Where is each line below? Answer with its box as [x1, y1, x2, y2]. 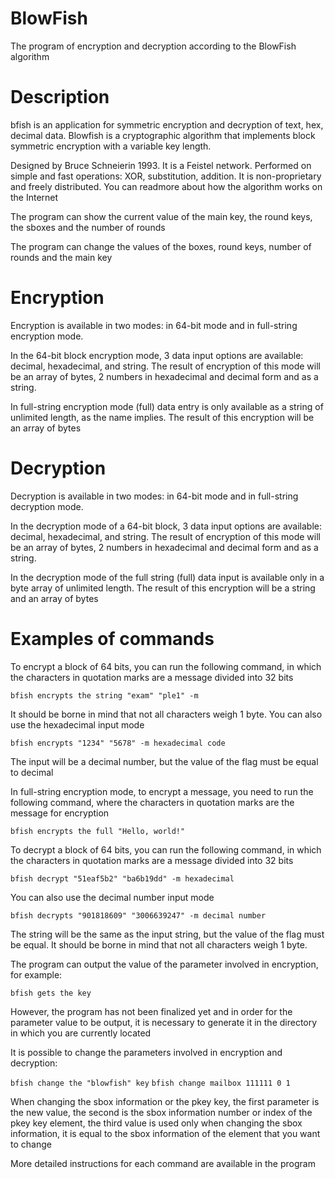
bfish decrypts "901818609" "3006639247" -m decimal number [10, 910, 267, 921]
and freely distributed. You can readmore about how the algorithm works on [10, 180, 323, 192]
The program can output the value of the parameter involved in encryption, [10, 958, 319, 970]
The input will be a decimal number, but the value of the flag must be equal [10, 755, 319, 767]
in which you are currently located [10, 1027, 152, 1039]
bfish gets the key [10, 988, 92, 998]
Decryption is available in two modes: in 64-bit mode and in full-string [10, 490, 299, 502]
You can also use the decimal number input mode [10, 891, 215, 903]
